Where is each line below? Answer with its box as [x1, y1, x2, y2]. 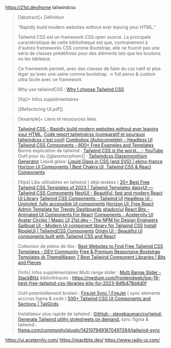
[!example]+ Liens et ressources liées [17, 116, 97, 122]
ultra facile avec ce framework [17, 77, 82, 82]
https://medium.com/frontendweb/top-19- [72, 275, 160, 281]
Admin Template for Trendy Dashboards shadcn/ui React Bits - [17, 206, 149, 212]
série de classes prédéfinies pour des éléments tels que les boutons [17, 51, 161, 56]
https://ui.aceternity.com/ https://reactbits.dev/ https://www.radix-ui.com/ [5, 337, 160, 343]
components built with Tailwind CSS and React [17, 233, 116, 239]
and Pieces [17, 260, 42, 265]
